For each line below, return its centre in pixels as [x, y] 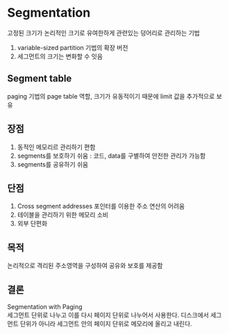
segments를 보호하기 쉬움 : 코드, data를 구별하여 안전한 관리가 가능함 [111, 156]
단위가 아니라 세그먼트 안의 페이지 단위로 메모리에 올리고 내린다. [106, 324]
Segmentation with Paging [45, 307]
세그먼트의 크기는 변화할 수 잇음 [60, 56]
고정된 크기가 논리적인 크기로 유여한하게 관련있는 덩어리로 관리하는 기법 [103, 33]
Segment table [40, 79]
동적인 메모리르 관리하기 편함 [56, 147]
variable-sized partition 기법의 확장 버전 [73, 47]
